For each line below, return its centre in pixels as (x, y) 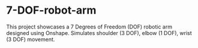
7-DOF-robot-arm (51, 10)
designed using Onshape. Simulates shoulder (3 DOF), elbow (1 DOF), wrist (99, 33)
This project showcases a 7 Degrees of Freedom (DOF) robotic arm (89, 27)
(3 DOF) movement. (31, 39)
